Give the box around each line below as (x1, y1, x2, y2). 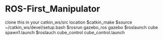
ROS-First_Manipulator (5, 3, 100, 14)
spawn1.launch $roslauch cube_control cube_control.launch (5, 29, 125, 35)
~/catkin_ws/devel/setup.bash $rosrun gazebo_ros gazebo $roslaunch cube (5, 24, 158, 30)
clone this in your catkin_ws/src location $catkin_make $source (5, 19, 132, 25)
